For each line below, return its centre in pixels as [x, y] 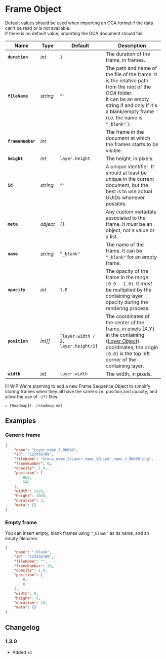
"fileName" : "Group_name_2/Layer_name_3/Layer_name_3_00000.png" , [84, 459]
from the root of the [128, 87]
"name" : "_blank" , [33, 552]
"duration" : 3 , [30, 501]
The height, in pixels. [130, 158]
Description [132, 46]
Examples [21, 421]
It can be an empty [127, 99]
